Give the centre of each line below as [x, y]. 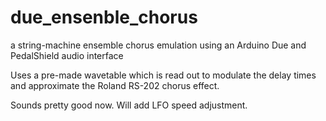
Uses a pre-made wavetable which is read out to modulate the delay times [163, 75]
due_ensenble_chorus [104, 17]
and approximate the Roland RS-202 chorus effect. [115, 85]
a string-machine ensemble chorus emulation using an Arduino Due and [158, 45]
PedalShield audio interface [67, 55]
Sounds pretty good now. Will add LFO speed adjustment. [129, 105]
